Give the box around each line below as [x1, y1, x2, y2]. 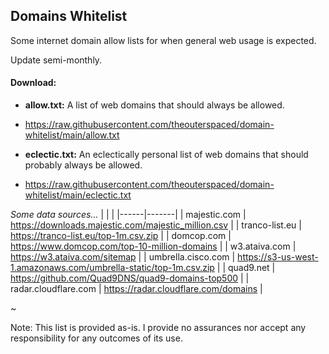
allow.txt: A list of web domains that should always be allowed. [24, 99, 285, 111]
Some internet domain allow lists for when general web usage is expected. [10, 34, 317, 46]
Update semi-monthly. [10, 54, 103, 66]
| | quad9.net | [216, 262, 276, 274]
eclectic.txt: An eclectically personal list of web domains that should [24, 149, 309, 161]
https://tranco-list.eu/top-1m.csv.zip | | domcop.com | [10, 230, 232, 242]
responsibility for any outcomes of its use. [10, 332, 183, 344]
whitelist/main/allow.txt [24, 129, 120, 141]
